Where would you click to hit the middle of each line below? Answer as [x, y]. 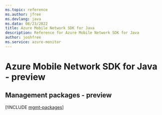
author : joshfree [23, 38]
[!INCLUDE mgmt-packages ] [34, 107]
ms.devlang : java [23, 19]
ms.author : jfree [23, 14]
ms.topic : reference [27, 10]
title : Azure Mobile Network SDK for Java [50, 28]
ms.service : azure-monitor [33, 42]
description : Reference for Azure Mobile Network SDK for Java [72, 33]
